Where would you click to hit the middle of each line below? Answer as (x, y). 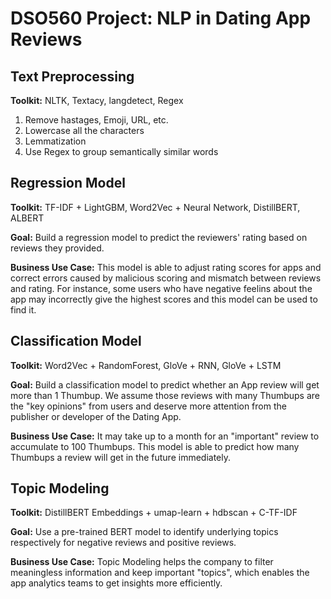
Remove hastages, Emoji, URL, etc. (96, 120)
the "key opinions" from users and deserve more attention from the (148, 406)
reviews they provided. (57, 248)
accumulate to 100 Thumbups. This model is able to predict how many (155, 446)
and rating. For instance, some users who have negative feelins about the (161, 288)
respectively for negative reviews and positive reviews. (123, 543)
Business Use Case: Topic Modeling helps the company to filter (142, 562)
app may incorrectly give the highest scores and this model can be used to (164, 299)
